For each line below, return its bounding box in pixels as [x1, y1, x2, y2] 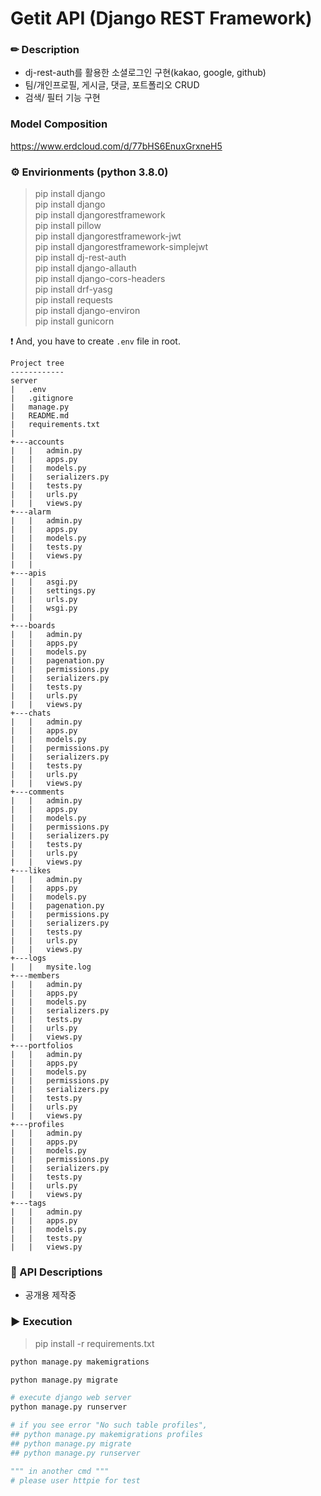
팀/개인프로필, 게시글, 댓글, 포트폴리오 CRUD [24, 79, 200, 91]
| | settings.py [10, 586, 97, 596]
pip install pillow [34, 220, 102, 232]
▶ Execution [10, 1315, 73, 1329]
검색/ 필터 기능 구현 [24, 92, 101, 104]
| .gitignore [10, 393, 74, 404]
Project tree [10, 358, 65, 369]
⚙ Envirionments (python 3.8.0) [10, 165, 169, 179]
